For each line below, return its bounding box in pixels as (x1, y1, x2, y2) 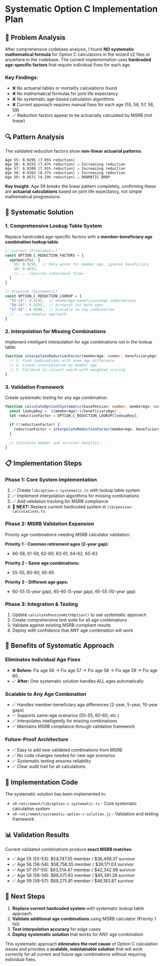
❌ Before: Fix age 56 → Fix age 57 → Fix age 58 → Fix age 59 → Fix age (12, 667, 158, 673)
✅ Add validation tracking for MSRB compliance (12, 498, 108, 505)
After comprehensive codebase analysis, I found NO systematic (5, 46, 134, 52)
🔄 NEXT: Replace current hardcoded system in (12, 504, 106, 510)
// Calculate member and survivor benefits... (9, 440, 106, 445)
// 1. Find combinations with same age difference (9, 358, 115, 363)
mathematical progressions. (5, 194, 61, 200)
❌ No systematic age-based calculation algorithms (12, 96, 115, 102)
